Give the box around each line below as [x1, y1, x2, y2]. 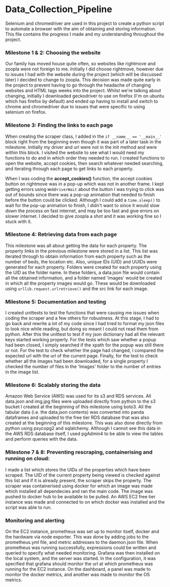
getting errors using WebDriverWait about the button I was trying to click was [5, 186, 164, 192]
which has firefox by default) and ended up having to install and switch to [5, 98, 158, 104]
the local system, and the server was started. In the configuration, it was [5, 556, 156, 562]
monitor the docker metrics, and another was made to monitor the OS [5, 571, 150, 578]
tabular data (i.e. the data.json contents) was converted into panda [5, 409, 144, 415]
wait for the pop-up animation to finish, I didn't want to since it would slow [5, 202, 160, 208]
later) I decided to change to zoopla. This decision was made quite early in [5, 77, 161, 83]
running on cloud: [5, 455, 50, 462]
